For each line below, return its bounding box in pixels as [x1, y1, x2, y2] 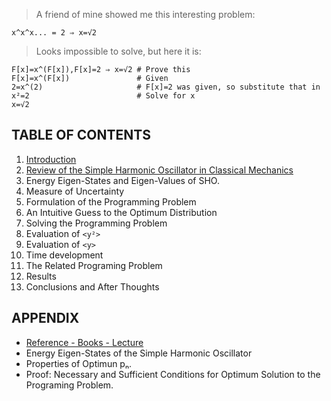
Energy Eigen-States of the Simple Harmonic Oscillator [25, 347, 253, 359]
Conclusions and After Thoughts [25, 280, 160, 293]
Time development [25, 249, 104, 261]
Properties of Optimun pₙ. [25, 357, 133, 369]
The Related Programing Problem [25, 259, 163, 271]
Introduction [25, 153, 77, 165]
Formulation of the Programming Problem [25, 195, 197, 208]
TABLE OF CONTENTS [11, 127, 151, 144]
